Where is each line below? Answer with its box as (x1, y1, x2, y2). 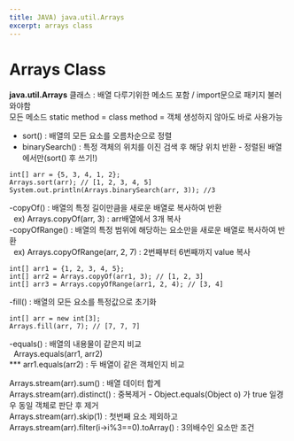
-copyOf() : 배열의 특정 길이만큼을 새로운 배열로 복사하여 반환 (9, 203, 222, 213)
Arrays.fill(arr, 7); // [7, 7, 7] (9, 322, 141, 331)
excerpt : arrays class (9, 21, 93, 30)
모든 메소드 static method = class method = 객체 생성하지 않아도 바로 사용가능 (9, 112, 283, 122)
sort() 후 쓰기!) (46, 152, 98, 164)
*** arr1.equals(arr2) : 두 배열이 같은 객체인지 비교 (9, 360, 185, 370)
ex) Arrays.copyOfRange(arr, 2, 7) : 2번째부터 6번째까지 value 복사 (12, 247, 251, 258)
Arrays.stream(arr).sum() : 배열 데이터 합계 (9, 378, 161, 389)
